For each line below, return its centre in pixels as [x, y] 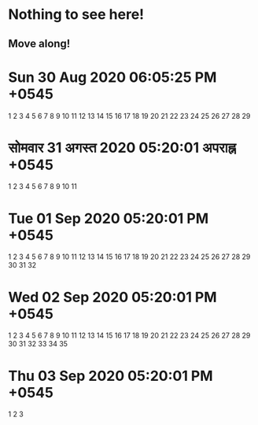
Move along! [39, 44]
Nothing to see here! [76, 15]
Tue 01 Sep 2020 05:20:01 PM [109, 218]
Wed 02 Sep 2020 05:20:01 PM [113, 297]
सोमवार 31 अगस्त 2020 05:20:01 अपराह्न [122, 148]
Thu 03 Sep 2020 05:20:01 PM [111, 376]
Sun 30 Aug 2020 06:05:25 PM [112, 77]
